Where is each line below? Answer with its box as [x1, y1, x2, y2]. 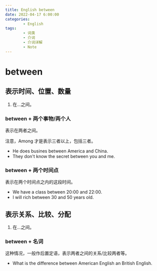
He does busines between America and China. [12, 148, 108, 154]
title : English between [5, 7, 55, 12]
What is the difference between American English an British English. [12, 260, 152, 266]
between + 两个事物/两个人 [5, 115, 71, 122]
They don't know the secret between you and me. [12, 153, 115, 159]
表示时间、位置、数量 [5, 87, 71, 95]
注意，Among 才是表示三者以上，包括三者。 [5, 138, 96, 144]
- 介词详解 [23, 40, 43, 45]
